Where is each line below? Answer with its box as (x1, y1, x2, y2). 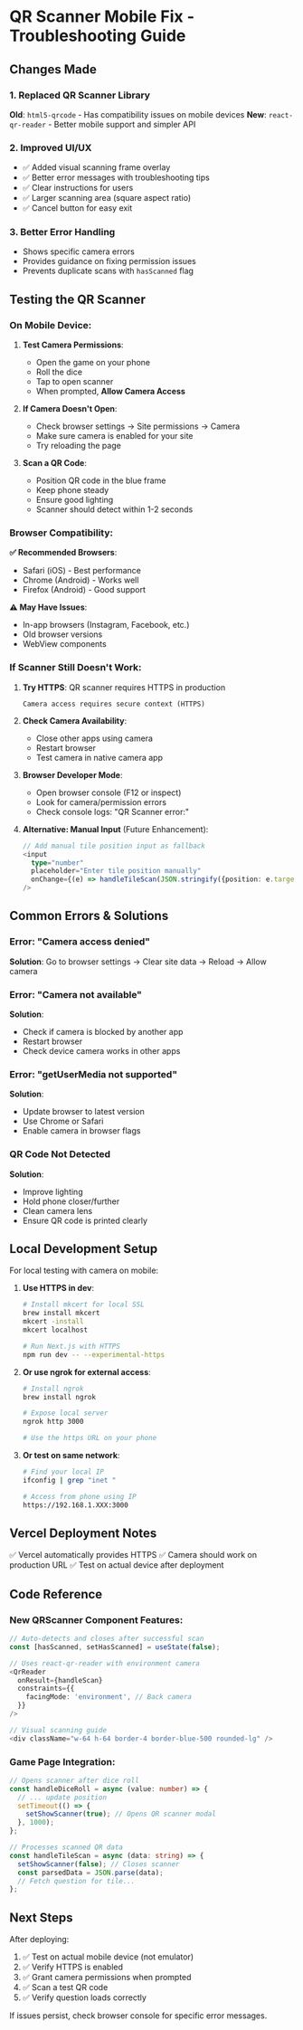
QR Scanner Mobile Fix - (9, 6, 195, 27)
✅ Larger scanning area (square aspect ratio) (22, 193, 192, 204)
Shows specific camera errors (22, 246, 136, 257)
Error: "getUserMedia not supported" (9, 1067, 178, 1080)
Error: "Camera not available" (9, 988, 143, 1001)
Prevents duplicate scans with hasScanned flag (22, 265, 194, 277)
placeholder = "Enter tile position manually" (31, 867, 202, 876)
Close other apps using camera (35, 733, 154, 744)
